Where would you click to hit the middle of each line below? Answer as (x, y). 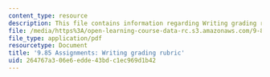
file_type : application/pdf (55, 38)
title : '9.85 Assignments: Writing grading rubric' (96, 53)
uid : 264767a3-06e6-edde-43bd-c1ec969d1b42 (82, 61)
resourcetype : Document (48, 46)
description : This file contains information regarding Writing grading (133, 23)
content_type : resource (48, 16)
